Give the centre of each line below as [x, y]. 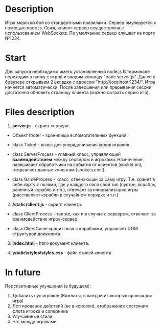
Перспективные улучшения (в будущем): [48, 286]
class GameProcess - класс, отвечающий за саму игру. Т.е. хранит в [83, 179]
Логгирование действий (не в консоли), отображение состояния [80, 306]
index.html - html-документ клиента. [51, 243]
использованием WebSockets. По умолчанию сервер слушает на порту [80, 33]
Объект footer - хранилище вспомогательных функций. [70, 135]
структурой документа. [37, 234]
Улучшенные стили [32, 316]
